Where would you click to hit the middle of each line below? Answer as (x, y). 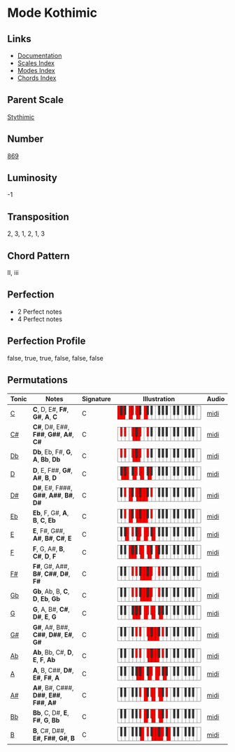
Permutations (37, 380)
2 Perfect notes (40, 311)
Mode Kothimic (52, 13)
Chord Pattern (38, 256)
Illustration (159, 399)
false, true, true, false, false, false (55, 358)
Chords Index (37, 78)
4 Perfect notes (40, 319)
